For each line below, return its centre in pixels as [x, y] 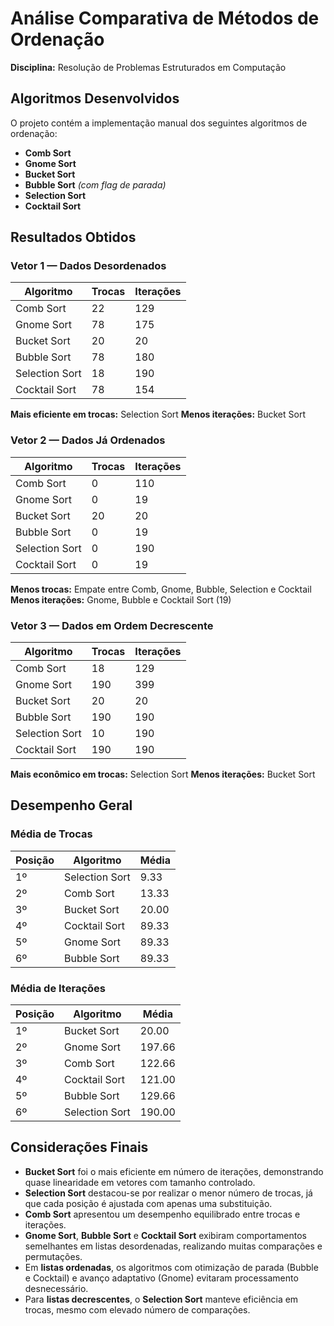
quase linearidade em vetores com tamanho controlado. [140, 1182]
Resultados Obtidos [73, 237]
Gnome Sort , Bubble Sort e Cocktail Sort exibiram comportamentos [165, 1235]
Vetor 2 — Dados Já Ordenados [88, 440]
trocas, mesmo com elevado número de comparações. [137, 1309]
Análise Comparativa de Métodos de [165, 18]
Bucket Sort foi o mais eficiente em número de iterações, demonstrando [174, 1171]
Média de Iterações [58, 988]
